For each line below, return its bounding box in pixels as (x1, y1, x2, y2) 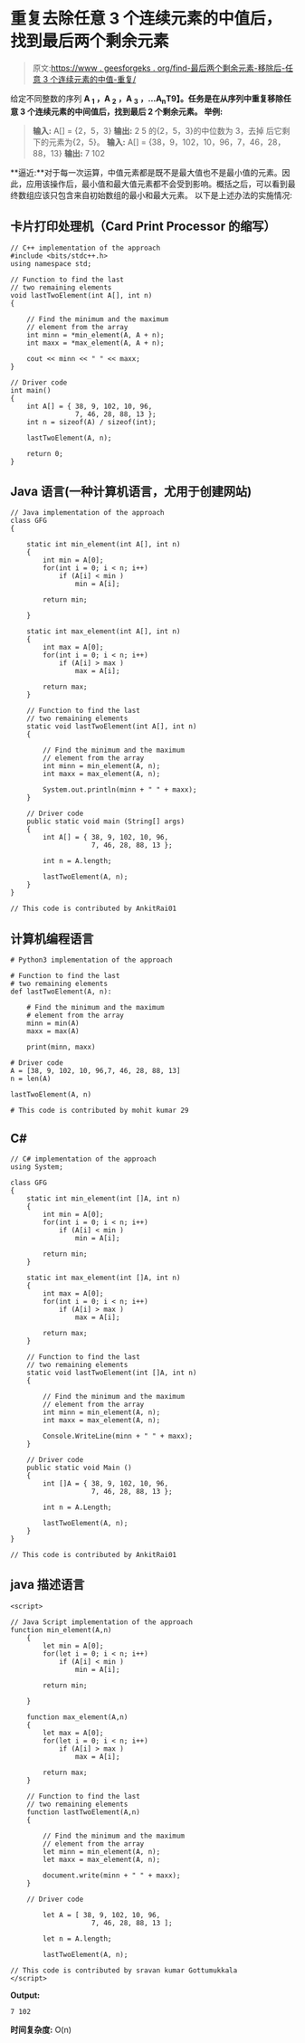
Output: (10, 1990, 40, 2000)
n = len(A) (10, 1074, 52, 1084)
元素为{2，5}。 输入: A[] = (48, 137, 148, 147)
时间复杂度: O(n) (10, 2024, 71, 2035)
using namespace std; (10, 259, 92, 268)
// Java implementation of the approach (10, 508, 166, 518)
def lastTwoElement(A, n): (10, 987, 112, 996)
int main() (10, 385, 52, 394)
